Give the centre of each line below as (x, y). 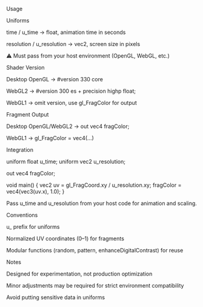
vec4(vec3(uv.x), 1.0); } (35, 191)
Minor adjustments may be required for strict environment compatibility (95, 285)
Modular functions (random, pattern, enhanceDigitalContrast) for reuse (95, 250)
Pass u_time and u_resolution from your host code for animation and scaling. (101, 203)
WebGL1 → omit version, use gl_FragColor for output (72, 103)
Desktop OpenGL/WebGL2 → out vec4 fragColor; (68, 126)
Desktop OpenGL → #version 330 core (55, 79)
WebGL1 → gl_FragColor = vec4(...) (50, 138)
